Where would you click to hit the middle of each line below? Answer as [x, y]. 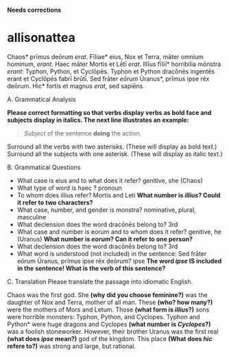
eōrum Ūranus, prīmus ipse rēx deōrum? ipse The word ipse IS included [119, 261]
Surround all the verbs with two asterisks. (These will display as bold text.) [112, 147]
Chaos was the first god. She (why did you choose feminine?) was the [107, 294]
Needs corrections [34, 10]
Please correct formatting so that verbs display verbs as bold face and [109, 112]
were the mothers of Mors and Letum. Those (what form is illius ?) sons [108, 310]
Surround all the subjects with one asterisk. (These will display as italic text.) [115, 153]
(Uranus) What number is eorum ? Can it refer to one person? [105, 239]
